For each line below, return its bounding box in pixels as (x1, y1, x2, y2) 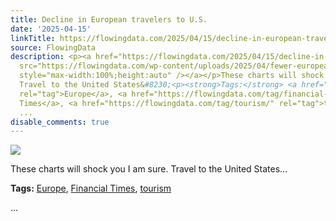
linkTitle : (10, 33, 56, 43)
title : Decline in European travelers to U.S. (10, 14, 208, 25)
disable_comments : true (10, 117, 110, 127)
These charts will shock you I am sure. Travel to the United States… (10, 163, 288, 175)
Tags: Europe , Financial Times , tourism (10, 182, 172, 195)
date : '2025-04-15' (10, 24, 92, 34)
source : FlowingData (10, 42, 97, 53)
